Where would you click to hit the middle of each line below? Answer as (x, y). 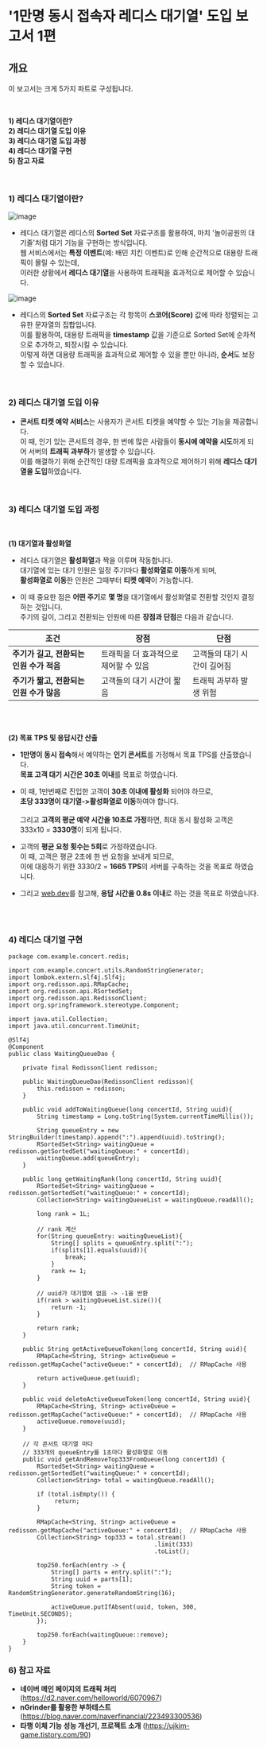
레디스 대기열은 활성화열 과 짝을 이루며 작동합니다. (96, 560)
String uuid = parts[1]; (92, 1579)
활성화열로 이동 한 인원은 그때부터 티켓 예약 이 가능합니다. (106, 580)
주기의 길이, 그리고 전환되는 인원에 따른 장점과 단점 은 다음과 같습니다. (127, 616)
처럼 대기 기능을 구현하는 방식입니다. (91, 243)
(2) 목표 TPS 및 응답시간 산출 (53, 737)
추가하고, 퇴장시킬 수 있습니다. (81, 345)
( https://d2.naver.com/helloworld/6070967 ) (91, 1698)
